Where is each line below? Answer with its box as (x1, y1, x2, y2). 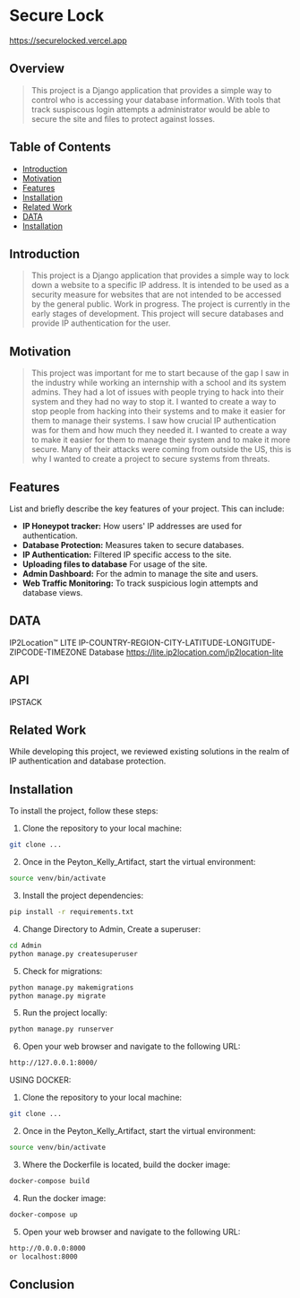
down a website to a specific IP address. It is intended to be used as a (30, 280, 289, 291)
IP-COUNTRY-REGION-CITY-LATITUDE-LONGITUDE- (78, 637, 276, 648)
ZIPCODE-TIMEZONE (9, 647, 88, 658)
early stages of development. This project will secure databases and (30, 309, 284, 319)
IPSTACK (9, 696, 43, 707)
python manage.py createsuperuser (9, 949, 139, 958)
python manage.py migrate (9, 991, 106, 1000)
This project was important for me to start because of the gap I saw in (30, 368, 289, 379)
